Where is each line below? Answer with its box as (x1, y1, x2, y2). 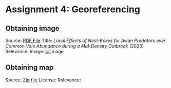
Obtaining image (5, 24, 60, 33)
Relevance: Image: (5, 49, 45, 54)
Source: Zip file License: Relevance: (5, 77, 81, 83)
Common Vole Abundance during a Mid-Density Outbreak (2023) (5, 43, 144, 49)
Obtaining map (5, 63, 54, 72)
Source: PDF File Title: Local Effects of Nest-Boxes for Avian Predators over (5, 37, 166, 43)
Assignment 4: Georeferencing (5, 4, 140, 15)
